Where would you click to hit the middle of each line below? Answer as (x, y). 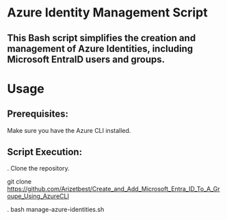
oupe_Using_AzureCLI (38, 196)
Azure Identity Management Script (107, 13)
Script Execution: (45, 152)
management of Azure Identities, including (100, 48)
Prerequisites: (38, 114)
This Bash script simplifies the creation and (102, 38)
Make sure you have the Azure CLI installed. (69, 130)
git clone (19, 182)
